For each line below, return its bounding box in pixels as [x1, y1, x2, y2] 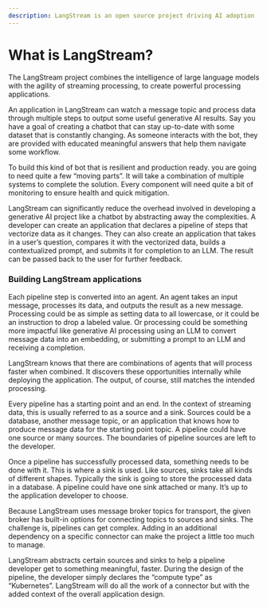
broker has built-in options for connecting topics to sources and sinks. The [8, 515, 253, 524]
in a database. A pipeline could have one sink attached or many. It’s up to [8, 482, 249, 491]
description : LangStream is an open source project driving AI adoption [8, 11, 255, 20]
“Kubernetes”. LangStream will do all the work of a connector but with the [8, 581, 249, 590]
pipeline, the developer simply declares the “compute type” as [8, 572, 213, 582]
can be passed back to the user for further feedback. [8, 254, 183, 264]
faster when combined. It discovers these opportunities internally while [8, 366, 241, 376]
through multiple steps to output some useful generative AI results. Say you [8, 113, 256, 123]
